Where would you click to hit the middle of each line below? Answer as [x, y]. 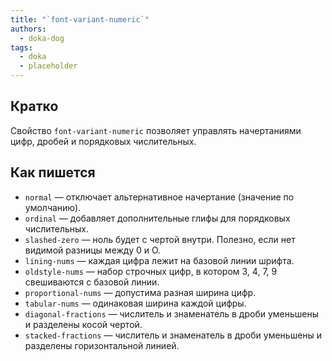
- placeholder [48, 66]
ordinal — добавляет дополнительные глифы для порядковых [157, 218]
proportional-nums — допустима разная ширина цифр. [140, 292]
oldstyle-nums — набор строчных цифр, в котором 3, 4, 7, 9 [151, 271]
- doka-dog [42, 38]
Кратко [34, 106]
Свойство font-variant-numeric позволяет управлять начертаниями [156, 130]
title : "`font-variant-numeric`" [80, 19]
